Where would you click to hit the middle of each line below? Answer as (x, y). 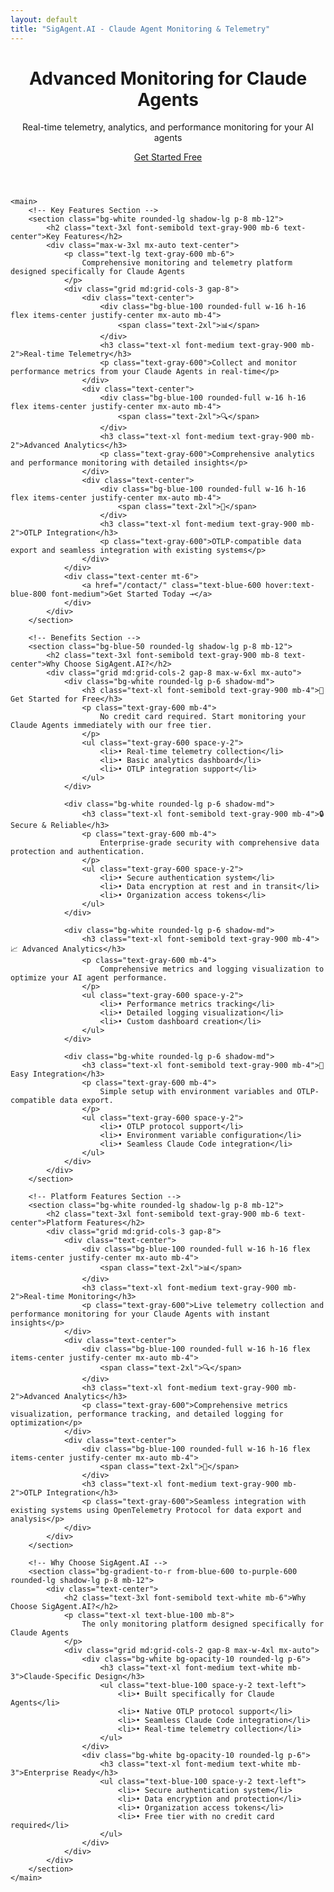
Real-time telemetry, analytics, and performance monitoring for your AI (168, 127)
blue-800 (28, 594)
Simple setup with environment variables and (196, 1092)
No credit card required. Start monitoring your (203, 717)
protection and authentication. (77, 852)
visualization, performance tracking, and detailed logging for (147, 1414)
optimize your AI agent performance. (89, 978)
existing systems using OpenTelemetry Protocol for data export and (156, 1511)
